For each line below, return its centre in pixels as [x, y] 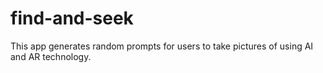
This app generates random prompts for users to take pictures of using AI [162, 46]
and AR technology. [51, 56]
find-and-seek [72, 18]
